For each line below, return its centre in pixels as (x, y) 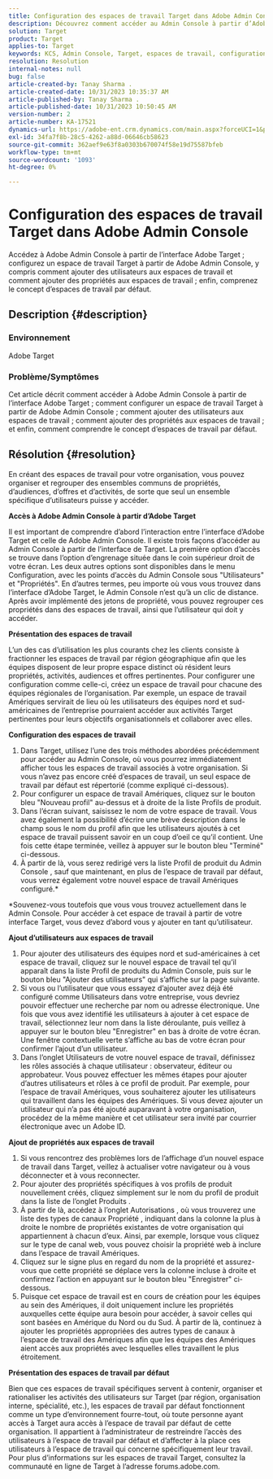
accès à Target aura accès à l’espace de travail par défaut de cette (120, 1423)
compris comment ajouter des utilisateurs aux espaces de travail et (121, 272)
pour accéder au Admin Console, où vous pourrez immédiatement (130, 759)
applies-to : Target (41, 46)
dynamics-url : (32, 129)
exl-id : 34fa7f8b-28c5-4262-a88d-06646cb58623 (89, 137)
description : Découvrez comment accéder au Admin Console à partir (125, 24)
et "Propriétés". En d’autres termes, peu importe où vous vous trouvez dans (135, 584)
